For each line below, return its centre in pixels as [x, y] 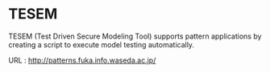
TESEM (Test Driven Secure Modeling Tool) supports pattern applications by [135, 36]
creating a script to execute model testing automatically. [102, 44]
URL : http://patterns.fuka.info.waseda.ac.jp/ [82, 60]
